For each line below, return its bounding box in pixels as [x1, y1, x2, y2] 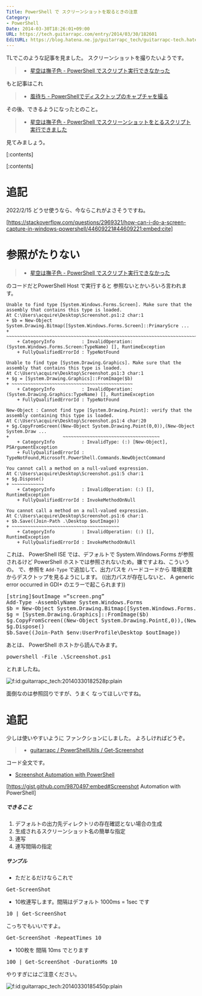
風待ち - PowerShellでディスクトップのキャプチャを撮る [29, 93, 168, 100]
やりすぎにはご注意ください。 [6, 970, 80, 978]
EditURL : [6, 37, 28, 43]
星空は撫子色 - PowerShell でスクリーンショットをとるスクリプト [29, 118, 191, 126]
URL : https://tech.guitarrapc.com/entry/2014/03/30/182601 [6, 31, 158, 37]
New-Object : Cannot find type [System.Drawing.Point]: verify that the [6, 407, 192, 413]
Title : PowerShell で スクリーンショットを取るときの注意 [6, 8, 138, 15]
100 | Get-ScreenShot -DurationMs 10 [6, 958, 118, 965]
